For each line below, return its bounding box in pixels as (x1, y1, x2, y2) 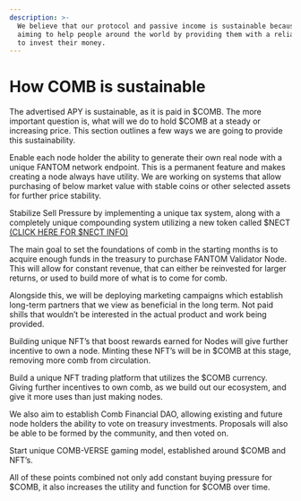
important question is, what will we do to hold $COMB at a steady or (9, 116, 262, 126)
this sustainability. (9, 135, 76, 146)
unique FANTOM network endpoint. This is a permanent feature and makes (9, 162, 286, 173)
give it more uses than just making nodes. (9, 392, 163, 402)
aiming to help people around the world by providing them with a (17, 30, 271, 39)
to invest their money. (17, 38, 106, 48)
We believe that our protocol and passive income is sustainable (17, 22, 267, 30)
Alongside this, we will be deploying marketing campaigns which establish (9, 290, 284, 301)
